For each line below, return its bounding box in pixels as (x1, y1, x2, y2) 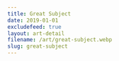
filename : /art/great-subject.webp (7, 36, 113, 43)
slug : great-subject (7, 43, 69, 50)
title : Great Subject (7, 10, 72, 18)
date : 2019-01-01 (7, 17, 59, 24)
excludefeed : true (7, 23, 62, 30)
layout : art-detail (7, 29, 65, 37)
